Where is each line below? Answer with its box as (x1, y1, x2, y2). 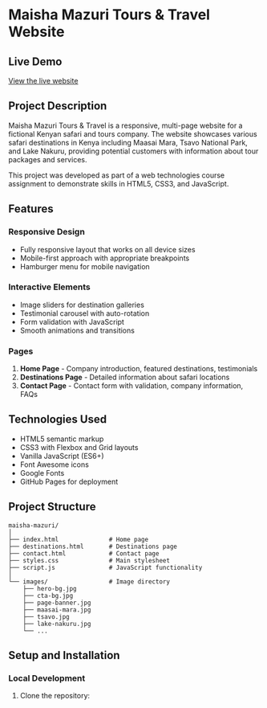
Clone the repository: (19, 691, 91, 701)
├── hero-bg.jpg (22, 584, 78, 592)
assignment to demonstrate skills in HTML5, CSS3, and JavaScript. (8, 178, 229, 188)
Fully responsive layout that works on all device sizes (19, 244, 196, 254)
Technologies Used (8, 412, 107, 427)
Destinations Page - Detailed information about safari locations (19, 372, 230, 383)
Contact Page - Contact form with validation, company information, (19, 381, 244, 391)
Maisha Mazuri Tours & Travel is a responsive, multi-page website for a (8, 121, 243, 130)
